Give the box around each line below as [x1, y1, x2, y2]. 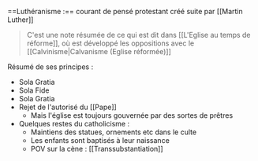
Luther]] [7, 15, 34, 24]
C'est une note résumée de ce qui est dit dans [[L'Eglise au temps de [26, 31, 251, 39]
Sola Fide [18, 86, 50, 95]
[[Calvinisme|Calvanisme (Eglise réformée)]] [26, 47, 171, 56]
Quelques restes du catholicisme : [18, 119, 130, 128]
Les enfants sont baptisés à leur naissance [30, 136, 170, 145]
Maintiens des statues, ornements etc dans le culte [30, 127, 197, 137]
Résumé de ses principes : [7, 62, 94, 71]
